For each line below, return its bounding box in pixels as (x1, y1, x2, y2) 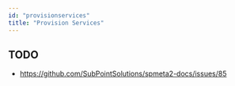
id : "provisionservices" (8, 11, 90, 20)
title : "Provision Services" (8, 19, 104, 27)
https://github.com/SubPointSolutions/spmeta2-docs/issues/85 (19, 69, 227, 79)
